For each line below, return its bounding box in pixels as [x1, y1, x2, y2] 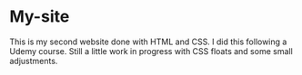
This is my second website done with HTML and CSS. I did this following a [9, 36, 287, 47]
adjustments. [9, 55, 58, 66]
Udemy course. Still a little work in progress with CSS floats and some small [9, 45, 293, 56]
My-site [9, 6, 70, 27]
